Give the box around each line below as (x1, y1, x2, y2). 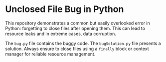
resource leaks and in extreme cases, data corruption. (5, 30, 116, 36)
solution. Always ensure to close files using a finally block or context (5, 45, 149, 51)
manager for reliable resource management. (5, 51, 96, 57)
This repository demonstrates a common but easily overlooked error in (5, 20, 151, 26)
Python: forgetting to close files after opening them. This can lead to (5, 25, 146, 31)
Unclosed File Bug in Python (5, 3, 124, 15)
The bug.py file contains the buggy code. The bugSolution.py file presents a (5, 40, 161, 46)
